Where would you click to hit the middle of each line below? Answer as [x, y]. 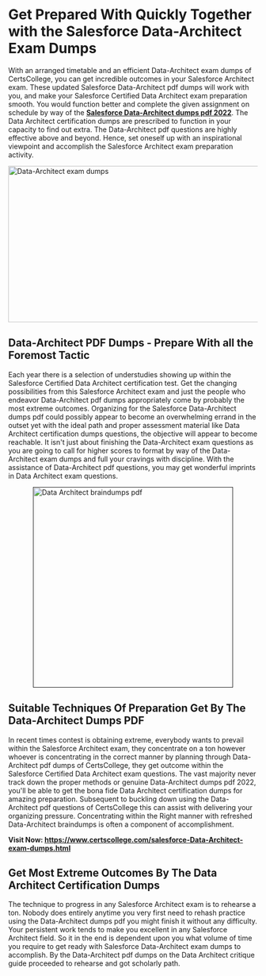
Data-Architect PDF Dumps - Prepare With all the [131, 343]
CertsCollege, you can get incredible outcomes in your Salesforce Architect [131, 79]
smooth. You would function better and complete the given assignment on [129, 104]
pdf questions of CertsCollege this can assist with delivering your [146, 807]
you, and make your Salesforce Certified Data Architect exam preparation [128, 95]
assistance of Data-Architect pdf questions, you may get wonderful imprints [132, 467]
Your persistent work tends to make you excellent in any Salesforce [118, 930]
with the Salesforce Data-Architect [125, 31]
